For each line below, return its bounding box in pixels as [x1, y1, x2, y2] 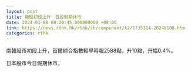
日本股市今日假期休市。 [6, 60, 63, 67]
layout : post [6, 8, 38, 15]
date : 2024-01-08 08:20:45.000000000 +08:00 [6, 19, 117, 25]
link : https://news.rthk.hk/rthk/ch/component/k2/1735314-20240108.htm [6, 25, 185, 31]
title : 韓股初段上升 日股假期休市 [6, 14, 82, 20]
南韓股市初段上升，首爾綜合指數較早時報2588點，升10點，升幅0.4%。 [6, 47, 176, 54]
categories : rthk [6, 30, 49, 36]
